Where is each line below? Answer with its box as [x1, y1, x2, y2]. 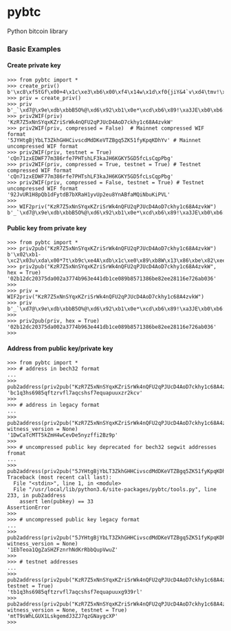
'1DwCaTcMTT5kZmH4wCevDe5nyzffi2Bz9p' [7, 432, 118, 439]
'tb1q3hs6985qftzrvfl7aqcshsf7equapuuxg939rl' [7, 589, 143, 596]
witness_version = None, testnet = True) [7, 607, 128, 614]
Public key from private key [7, 223, 87, 232]
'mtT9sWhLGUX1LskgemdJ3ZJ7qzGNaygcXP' [7, 613, 118, 620]
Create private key [7, 61, 61, 70]
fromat [7, 450, 26, 457]
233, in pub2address [7, 492, 67, 499]
